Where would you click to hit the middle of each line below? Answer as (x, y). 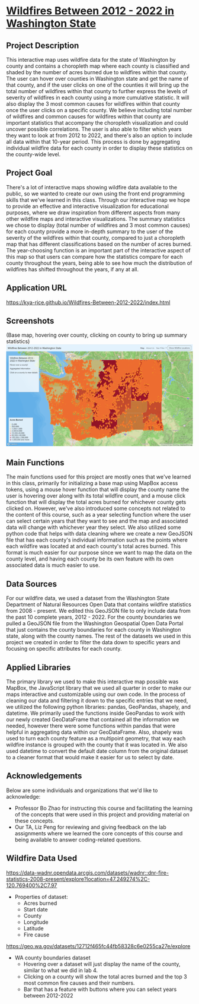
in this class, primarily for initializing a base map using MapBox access (92, 483)
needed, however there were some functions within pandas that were (91, 726)
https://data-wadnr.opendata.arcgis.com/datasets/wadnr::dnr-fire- (87, 872)
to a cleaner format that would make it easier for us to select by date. (90, 758)
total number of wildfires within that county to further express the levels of (97, 91)
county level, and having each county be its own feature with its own (90, 559)
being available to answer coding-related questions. (78, 840)
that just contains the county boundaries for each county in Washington (94, 630)
